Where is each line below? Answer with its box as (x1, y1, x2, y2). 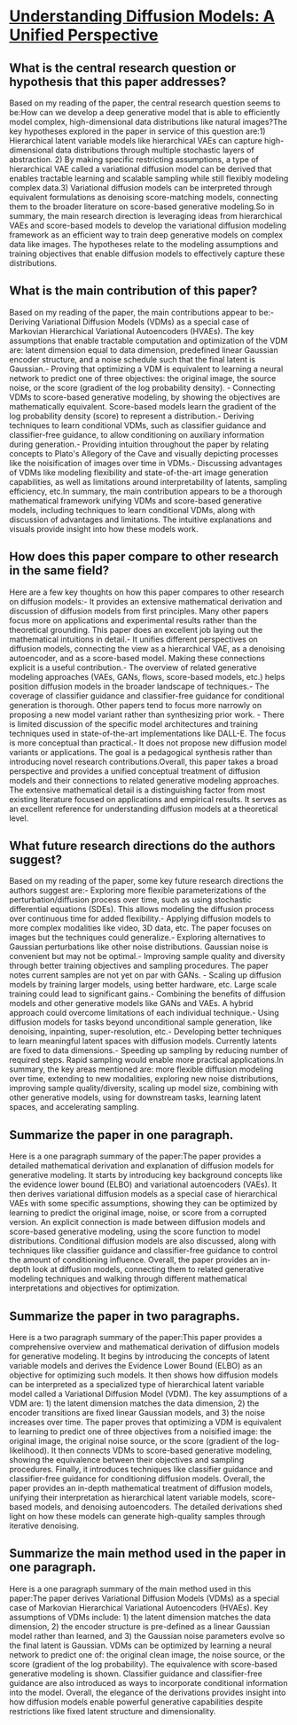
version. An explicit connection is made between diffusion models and (9, 1217, 266, 1228)
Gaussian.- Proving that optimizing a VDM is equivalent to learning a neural (9, 363, 284, 374)
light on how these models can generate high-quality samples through (9, 1511, 266, 1522)
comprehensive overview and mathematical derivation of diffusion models (9, 1341, 280, 1353)
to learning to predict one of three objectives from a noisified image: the (9, 1426, 272, 1437)
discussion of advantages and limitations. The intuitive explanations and (9, 514, 272, 525)
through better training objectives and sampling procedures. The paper (9, 960, 269, 972)
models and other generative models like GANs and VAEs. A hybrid (9, 998, 254, 1009)
